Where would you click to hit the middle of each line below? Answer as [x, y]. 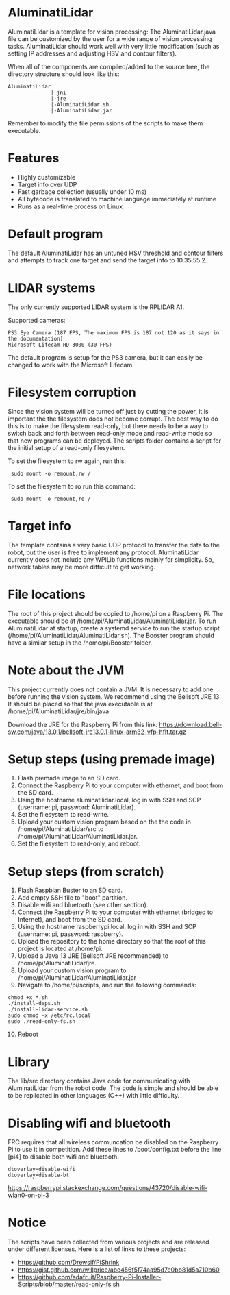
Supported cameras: [37, 320]
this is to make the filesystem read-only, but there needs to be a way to [108, 425]
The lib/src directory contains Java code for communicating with [99, 1081]
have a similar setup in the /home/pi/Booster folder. [80, 643]
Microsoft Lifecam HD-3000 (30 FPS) [60, 345]
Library [29, 1062]
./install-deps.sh [34, 1004]
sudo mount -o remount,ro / [51, 499]
